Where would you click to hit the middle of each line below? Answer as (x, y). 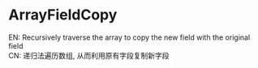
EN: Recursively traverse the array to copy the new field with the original (129, 37)
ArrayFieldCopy (63, 15)
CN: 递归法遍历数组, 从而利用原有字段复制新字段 (89, 55)
